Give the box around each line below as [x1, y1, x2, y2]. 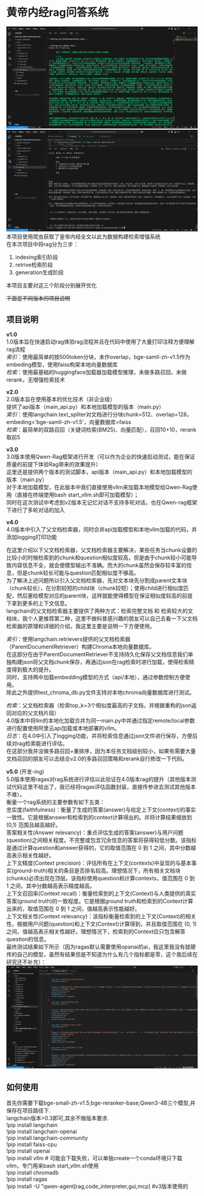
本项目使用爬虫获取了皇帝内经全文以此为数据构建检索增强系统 [6, 233, 161, 241]
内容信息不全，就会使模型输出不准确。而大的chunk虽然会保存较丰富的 [11, 562, 187, 569]
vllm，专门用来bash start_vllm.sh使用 [6, 1162, 99, 1170]
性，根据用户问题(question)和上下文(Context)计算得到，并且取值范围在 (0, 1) [6, 921, 197, 928]
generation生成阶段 [15, 269, 64, 276]
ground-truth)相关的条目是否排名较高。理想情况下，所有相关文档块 [13, 867, 181, 874]
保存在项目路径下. [6, 1107, 51, 1114]
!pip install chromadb [6, 1169, 59, 1177]
